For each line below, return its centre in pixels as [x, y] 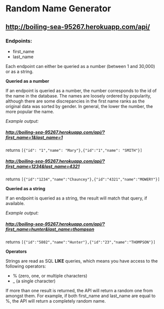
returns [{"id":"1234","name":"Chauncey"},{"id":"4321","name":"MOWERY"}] [83, 179]
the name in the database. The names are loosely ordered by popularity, [79, 96]
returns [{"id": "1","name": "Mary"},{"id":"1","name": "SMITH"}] [74, 150]
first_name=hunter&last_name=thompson [50, 229]
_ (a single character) [34, 281]
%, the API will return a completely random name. [56, 301]
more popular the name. [30, 111]
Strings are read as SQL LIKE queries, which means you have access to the [82, 261]
